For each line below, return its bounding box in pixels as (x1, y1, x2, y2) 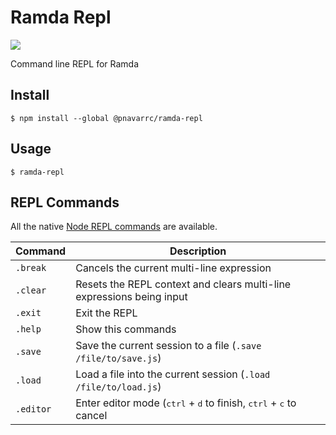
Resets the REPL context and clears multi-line (75, 277, 292, 291)
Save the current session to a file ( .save (75, 339, 262, 353)
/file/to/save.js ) (75, 351, 162, 365)
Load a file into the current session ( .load (75, 367, 271, 381)
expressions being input (75, 290, 188, 304)
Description (169, 244, 227, 258)
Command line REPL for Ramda (10, 57, 140, 70)
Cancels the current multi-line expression (75, 261, 272, 275)
